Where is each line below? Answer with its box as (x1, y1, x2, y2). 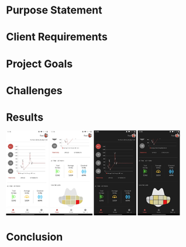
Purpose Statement (6, 4, 102, 17)
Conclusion (6, 230, 63, 243)
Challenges (6, 84, 63, 97)
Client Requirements (6, 30, 108, 44)
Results (6, 111, 44, 123)
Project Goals (6, 57, 73, 70)
